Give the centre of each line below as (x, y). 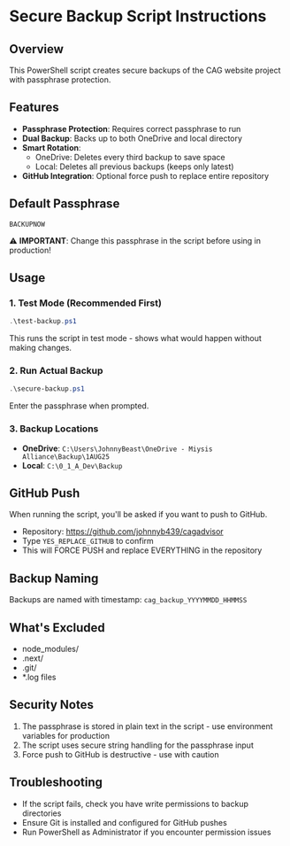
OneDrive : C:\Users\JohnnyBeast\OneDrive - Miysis (117, 448)
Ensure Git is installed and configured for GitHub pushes (124, 822)
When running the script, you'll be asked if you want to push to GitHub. (138, 515)
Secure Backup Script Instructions (138, 16)
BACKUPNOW (27, 224)
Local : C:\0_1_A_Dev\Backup (72, 465)
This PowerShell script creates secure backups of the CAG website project (145, 70)
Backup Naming (54, 578)
